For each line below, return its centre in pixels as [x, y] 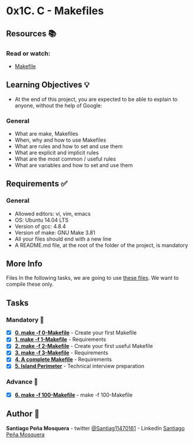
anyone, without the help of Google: [58, 106]
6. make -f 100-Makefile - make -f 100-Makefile [74, 395]
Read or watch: [28, 53]
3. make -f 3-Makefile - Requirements [61, 353]
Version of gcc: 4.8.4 [40, 226]
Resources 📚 [31, 33]
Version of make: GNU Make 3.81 [55, 232]
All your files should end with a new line [63, 239]
